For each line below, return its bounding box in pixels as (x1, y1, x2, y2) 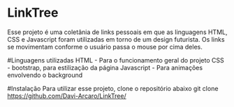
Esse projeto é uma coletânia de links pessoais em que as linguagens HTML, (7, 28, 228, 36)
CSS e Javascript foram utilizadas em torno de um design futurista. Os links (7, 35, 225, 43)
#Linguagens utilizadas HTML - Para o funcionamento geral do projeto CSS (7, 56, 225, 64)
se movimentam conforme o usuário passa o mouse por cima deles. (7, 42, 203, 51)
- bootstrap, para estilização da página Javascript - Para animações (7, 63, 203, 72)
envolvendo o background (7, 71, 83, 79)
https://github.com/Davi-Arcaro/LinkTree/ (7, 92, 127, 100)
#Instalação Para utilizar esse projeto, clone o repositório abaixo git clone (7, 84, 219, 92)
